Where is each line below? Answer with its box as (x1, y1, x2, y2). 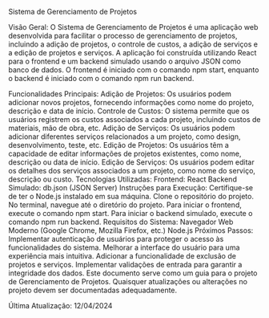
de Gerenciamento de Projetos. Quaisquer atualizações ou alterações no (8, 277, 248, 286)
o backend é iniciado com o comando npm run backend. (8, 74, 195, 83)
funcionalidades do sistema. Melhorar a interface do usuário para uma (8, 243, 240, 252)
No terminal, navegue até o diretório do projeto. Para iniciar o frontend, (8, 200, 242, 210)
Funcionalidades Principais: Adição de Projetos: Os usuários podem (8, 89, 232, 99)
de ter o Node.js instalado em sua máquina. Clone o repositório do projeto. (8, 192, 255, 201)
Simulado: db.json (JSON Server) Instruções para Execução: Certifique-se (8, 183, 254, 192)
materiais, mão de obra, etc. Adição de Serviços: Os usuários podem (8, 124, 235, 132)
